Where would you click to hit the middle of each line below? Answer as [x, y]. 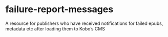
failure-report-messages [59, 9]
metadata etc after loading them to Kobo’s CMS [55, 28]
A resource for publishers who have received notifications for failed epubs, [84, 23]
